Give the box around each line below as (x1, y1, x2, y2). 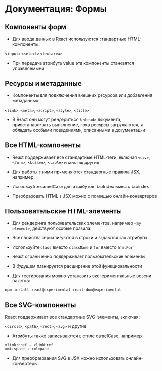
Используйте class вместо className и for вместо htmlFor (12, 244, 133, 250)
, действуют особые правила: (30, 225, 92, 231)
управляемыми (12, 65, 45, 71)
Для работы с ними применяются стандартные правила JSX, (12, 169, 141, 175)
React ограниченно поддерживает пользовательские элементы (12, 254, 146, 260)
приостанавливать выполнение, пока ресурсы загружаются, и (12, 121, 143, 128)
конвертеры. (12, 361, 39, 367)
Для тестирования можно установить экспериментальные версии (12, 273, 152, 278)
